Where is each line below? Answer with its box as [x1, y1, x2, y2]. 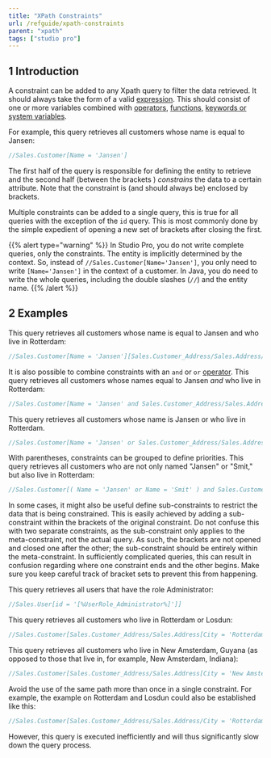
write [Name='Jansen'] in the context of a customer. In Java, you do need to [8, 266, 258, 276]
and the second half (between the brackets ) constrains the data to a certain [8, 175, 262, 184]
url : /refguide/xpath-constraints [8, 19, 125, 27]
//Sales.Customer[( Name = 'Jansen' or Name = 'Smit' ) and [8, 486, 215, 494]
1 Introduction [8, 64, 79, 78]
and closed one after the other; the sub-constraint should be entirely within [8, 543, 258, 554]
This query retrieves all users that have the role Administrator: [8, 585, 214, 595]
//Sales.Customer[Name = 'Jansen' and [8, 399, 139, 408]
